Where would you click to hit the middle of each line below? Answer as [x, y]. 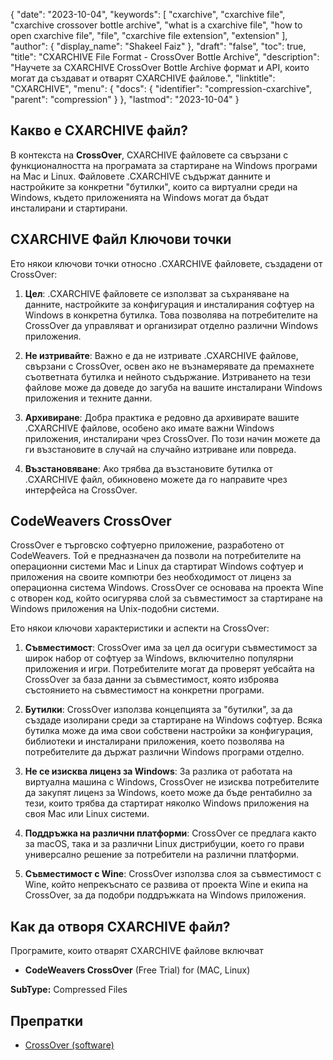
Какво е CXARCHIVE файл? [99, 130]
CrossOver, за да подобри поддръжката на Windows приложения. [165, 895]
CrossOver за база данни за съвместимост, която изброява [152, 680]
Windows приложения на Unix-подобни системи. [115, 609]
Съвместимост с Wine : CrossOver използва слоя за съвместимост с [173, 874]
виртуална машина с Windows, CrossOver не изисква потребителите [172, 782]
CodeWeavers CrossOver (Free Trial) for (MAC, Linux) [137, 970]
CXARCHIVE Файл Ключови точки [121, 239]
